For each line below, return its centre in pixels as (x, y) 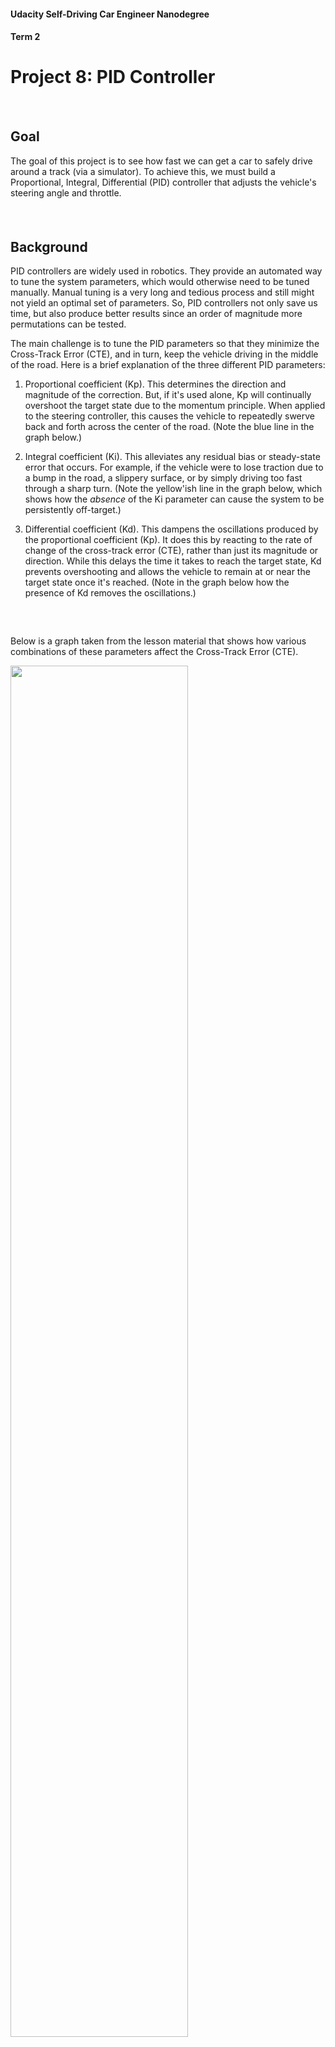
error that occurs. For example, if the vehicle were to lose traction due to (174, 467)
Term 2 (25, 37)
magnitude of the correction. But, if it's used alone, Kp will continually (168, 395)
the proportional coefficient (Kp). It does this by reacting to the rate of (168, 540)
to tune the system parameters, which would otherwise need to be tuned (160, 282)
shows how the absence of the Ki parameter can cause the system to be (174, 499)
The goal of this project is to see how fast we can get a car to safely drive (161, 161)
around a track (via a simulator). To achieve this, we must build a (143, 171)
